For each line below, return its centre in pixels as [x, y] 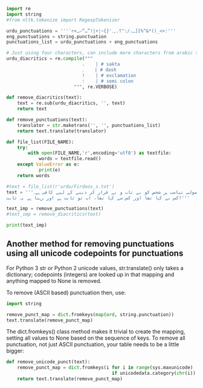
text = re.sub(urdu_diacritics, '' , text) [71, 103]
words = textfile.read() [70, 159]
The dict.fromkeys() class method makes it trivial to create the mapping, [96, 332]
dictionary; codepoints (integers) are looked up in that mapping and [90, 274]
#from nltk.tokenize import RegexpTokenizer [63, 20]
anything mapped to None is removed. [54, 280]
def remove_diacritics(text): [44, 98]
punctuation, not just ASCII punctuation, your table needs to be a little [93, 344]
